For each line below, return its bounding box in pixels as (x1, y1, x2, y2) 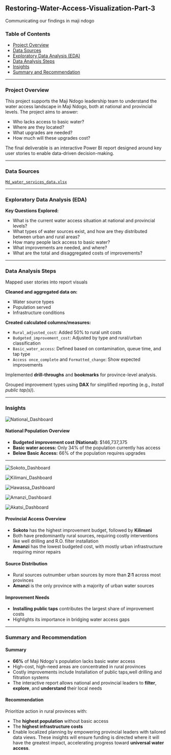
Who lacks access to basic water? (12, 119, 84, 125)
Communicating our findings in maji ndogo (5, 17, 95, 23)
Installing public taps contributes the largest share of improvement (12, 606, 154, 612)
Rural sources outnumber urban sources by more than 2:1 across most (12, 572, 161, 578)
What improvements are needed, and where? (12, 245, 107, 250)
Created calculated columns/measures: (5, 320, 91, 326)
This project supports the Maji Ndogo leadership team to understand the (5, 98, 157, 104)
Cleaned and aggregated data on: (5, 289, 78, 295)
